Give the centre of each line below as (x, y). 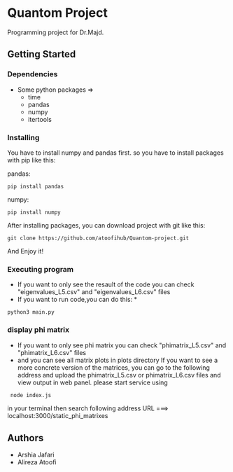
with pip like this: (31, 160)
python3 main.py (31, 312)
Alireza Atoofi (37, 462)
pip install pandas (36, 186)
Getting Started (42, 54)
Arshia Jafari (36, 455)
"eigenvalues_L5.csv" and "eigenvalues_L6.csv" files (94, 292)
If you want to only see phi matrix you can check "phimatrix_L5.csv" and (122, 345)
